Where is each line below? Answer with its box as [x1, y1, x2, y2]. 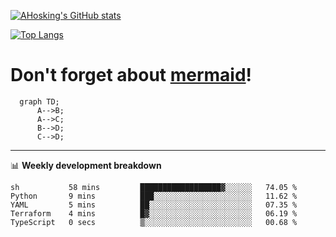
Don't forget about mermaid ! [10, 64, 253, 87]
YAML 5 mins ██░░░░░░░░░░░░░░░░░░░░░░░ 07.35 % [10, 200, 298, 210]
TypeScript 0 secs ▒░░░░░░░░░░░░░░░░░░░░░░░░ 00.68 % [10, 217, 298, 227]
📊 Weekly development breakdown [10, 159, 162, 171]
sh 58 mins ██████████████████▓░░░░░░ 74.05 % [10, 182, 298, 192]
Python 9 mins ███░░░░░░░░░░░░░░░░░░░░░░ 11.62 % [10, 191, 298, 201]
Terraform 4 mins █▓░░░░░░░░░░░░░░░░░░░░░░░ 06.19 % [10, 208, 298, 219]
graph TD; [19, 96, 60, 107]
